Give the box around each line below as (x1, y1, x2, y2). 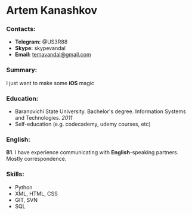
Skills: (6, 170, 25, 179)
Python (14, 183, 33, 191)
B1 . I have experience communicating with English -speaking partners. (6, 149, 179, 156)
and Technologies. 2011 (14, 114, 73, 121)
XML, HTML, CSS (14, 190, 58, 197)
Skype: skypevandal (14, 45, 66, 52)
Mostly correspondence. (6, 155, 67, 163)
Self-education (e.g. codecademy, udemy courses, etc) (14, 120, 151, 128)
